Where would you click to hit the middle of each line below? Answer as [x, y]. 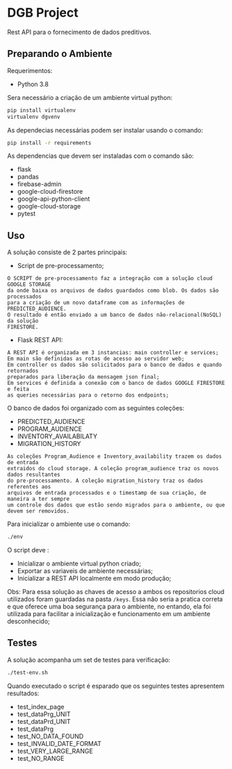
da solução [23, 321]
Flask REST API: [40, 340]
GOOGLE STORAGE [29, 285]
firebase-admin [39, 184]
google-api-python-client [53, 199]
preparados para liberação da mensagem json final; [83, 377]
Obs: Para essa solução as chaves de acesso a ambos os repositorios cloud [116, 592]
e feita [18, 389]
